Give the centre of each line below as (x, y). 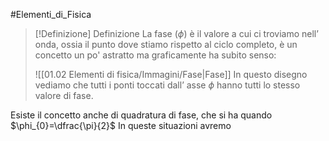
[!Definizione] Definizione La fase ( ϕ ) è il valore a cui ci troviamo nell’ (176, 33)
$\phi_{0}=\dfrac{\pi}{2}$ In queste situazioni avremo (121, 125)
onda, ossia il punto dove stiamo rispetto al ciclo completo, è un (166, 44)
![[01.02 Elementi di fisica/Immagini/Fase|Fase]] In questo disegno (171, 74)
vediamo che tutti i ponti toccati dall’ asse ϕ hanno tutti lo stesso (167, 85)
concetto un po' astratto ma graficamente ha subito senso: (155, 55)
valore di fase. (64, 95)
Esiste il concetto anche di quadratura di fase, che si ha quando (141, 115)
